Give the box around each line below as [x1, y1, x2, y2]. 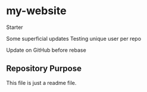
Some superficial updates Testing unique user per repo [6, 35, 142, 42]
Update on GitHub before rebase [6, 46, 86, 54]
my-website [6, 4, 67, 18]
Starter [6, 24, 23, 31]
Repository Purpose [6, 64, 82, 74]
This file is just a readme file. [6, 79, 77, 86]
